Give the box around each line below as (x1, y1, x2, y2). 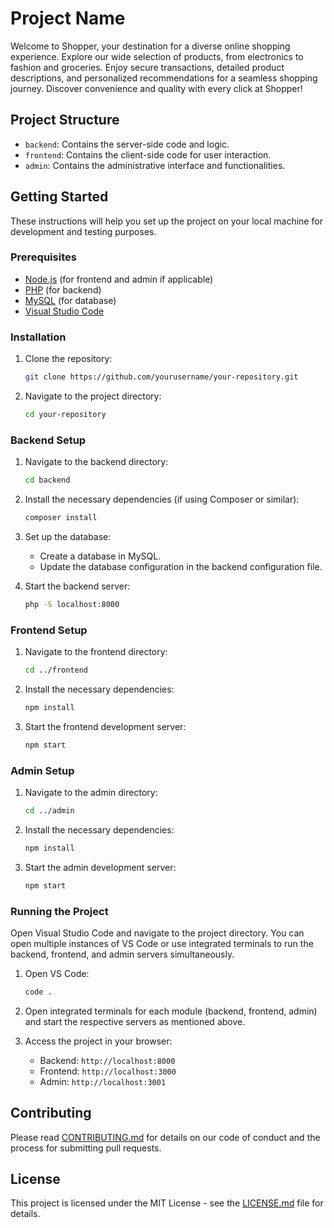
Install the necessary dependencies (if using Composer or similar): (24, 493, 300, 506)
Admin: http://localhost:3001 (39, 1075, 167, 1087)
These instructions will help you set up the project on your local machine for (10, 215, 323, 227)
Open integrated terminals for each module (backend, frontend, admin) (24, 1005, 318, 1017)
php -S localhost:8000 (24, 599, 120, 609)
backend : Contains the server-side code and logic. (24, 138, 230, 150)
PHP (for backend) (24, 283, 102, 296)
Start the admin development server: (24, 861, 177, 873)
